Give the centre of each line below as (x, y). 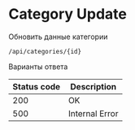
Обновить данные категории (58, 37)
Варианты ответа (38, 67)
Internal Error (93, 113)
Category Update (68, 14)
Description (93, 86)
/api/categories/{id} (45, 51)
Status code (37, 86)
